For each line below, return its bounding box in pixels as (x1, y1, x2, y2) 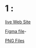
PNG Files (5, 37, 25, 44)
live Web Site (5, 19, 31, 25)
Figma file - (5, 28, 26, 34)
